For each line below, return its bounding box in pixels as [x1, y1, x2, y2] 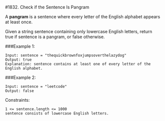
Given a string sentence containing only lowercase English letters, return [5, 29, 153, 34]
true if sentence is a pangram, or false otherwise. [5, 34, 105, 40]
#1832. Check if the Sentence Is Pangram [5, 4, 90, 10]
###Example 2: [5, 75, 36, 81]
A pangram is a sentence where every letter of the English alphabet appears [5, 14, 161, 19]
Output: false [5, 88, 34, 93]
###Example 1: [5, 43, 35, 49]
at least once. [5, 19, 33, 25]
